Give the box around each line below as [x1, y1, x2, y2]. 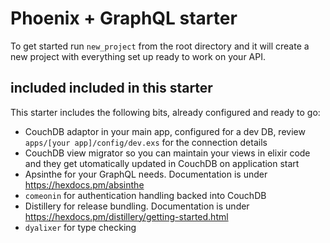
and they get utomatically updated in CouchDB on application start [24, 157, 300, 169]
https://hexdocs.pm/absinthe [24, 178, 145, 191]
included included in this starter [10, 80, 213, 97]
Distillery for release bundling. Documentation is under [24, 200, 250, 212]
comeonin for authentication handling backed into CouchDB [24, 189, 267, 201]
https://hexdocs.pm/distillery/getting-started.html [24, 210, 229, 222]
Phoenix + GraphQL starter [10, 7, 238, 30]
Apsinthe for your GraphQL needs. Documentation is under [24, 168, 268, 180]
